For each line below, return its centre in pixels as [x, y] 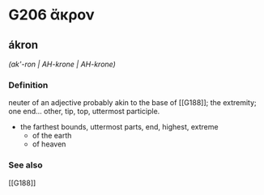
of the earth [52, 136]
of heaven [49, 144]
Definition [28, 85]
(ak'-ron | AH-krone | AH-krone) [62, 64]
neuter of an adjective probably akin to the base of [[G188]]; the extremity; [132, 103]
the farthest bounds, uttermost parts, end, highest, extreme [119, 127]
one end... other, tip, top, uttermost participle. [84, 112]
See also [26, 165]
